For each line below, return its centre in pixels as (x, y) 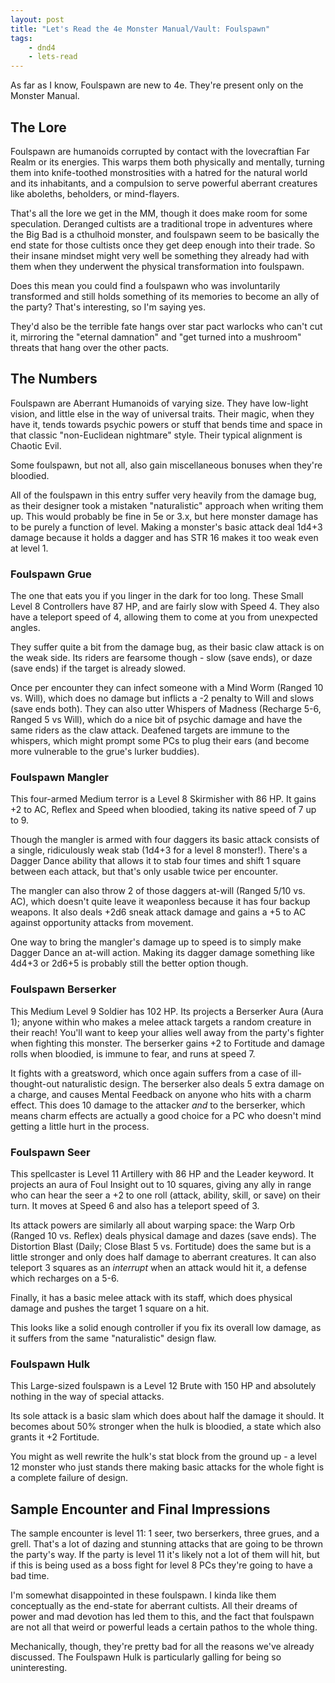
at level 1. (29, 548)
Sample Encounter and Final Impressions (140, 1509)
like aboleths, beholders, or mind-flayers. (95, 193)
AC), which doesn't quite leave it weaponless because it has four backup (160, 902)
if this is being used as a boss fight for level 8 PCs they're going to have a (161, 1565)
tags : (21, 38)
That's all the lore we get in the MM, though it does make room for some (159, 213)
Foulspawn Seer (50, 1152)
